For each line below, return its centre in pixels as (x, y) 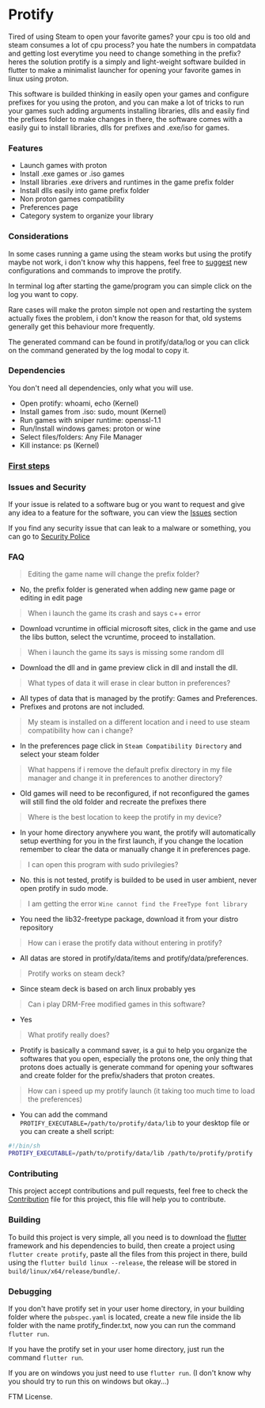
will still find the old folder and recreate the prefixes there (113, 802)
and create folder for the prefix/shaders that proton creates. (117, 1075)
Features (26, 148)
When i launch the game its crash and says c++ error (114, 613)
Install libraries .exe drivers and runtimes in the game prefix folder (127, 182)
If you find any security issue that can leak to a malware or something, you (130, 528)
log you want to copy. (44, 294)
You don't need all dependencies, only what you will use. (101, 388)
